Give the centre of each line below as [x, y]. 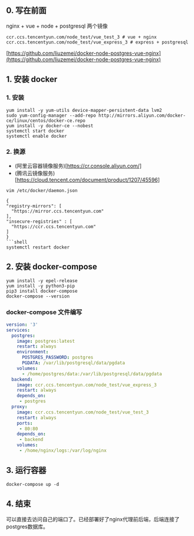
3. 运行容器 [26, 470]
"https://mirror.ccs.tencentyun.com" [58, 211]
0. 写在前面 [26, 11]
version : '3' [22, 325]
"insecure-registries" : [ [39, 221]
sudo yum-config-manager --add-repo [51, 115]
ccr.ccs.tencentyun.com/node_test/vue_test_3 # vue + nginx [82, 37]
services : [18, 330]
